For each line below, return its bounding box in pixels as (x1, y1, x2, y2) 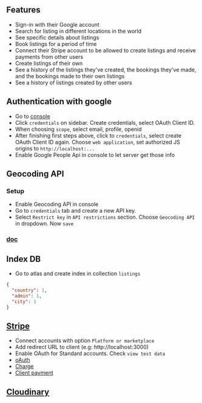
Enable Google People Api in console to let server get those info (15, 151, 175, 158)
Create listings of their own (15, 59, 83, 67)
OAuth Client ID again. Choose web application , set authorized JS (15, 138, 181, 145)
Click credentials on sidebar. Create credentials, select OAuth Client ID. (15, 119, 195, 126)
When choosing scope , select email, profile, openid (15, 125, 142, 133)
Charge (15, 363, 34, 370)
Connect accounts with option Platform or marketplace (15, 337, 155, 344)
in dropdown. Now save (15, 220, 74, 227)
